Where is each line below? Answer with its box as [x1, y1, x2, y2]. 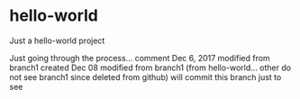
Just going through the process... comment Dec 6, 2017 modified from [9, 52, 270, 63]
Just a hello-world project [9, 35, 105, 46]
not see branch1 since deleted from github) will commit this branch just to [9, 71, 282, 82]
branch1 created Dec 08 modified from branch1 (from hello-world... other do [9, 62, 291, 73]
